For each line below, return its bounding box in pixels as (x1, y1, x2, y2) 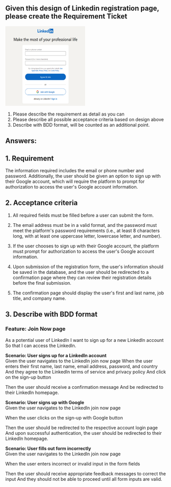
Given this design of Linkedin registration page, (5, 4, 159, 13)
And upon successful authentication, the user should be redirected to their (5, 430, 162, 436)
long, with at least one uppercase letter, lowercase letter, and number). (12, 233, 162, 239)
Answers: (5, 136, 37, 145)
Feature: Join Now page (5, 326, 66, 333)
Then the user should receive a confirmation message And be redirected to (5, 384, 163, 390)
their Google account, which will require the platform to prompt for (5, 178, 145, 184)
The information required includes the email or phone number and (5, 168, 144, 174)
